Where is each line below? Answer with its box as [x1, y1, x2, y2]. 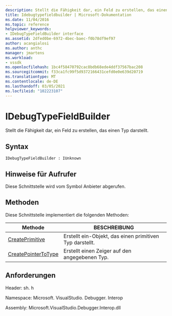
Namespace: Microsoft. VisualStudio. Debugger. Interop [5, 294, 123, 301]
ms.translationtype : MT [5, 74, 56, 79]
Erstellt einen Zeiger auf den [63, 247, 132, 254]
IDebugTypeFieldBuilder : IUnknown [5, 156, 81, 161]
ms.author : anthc [5, 46, 42, 51]
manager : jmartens [5, 50, 45, 55]
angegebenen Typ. [63, 254, 109, 261]
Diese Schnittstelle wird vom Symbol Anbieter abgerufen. [5, 183, 126, 189]
